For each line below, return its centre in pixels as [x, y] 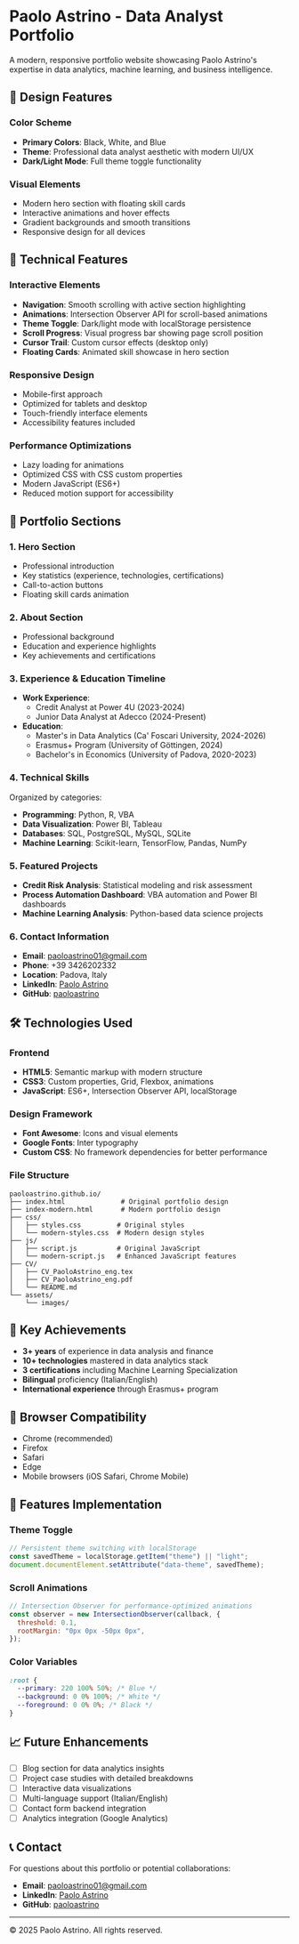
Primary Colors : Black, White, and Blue [94, 142]
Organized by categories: [56, 797]
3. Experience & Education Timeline [88, 679]
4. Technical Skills [49, 778]
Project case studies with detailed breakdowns [108, 1778]
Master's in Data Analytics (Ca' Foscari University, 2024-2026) [151, 736]
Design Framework [51, 1114]
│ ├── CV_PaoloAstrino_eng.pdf [71, 1279]
